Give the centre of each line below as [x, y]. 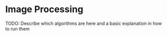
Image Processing [44, 9]
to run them [17, 28]
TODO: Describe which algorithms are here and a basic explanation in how [83, 23]
